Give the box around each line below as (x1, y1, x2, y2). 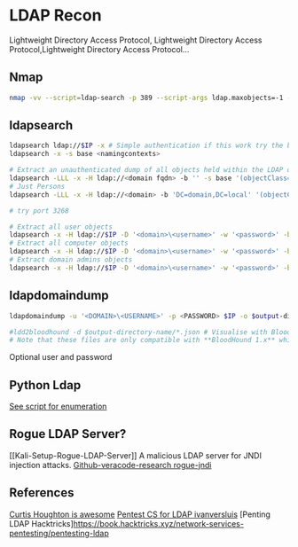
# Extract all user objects (9, 223, 114, 231)
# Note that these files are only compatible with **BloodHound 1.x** (9, 336, 276, 345)
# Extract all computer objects (9, 238, 129, 248)
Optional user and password (9, 352, 113, 363)
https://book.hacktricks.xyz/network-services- (73, 518, 244, 528)
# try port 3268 (9, 206, 69, 215)
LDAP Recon (9, 5, 102, 26)
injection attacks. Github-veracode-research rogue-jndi (9, 459, 212, 470)
